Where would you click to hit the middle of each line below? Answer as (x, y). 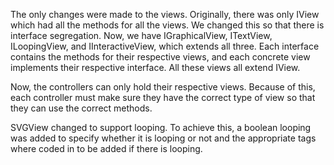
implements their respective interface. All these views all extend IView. (155, 67)
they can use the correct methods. (81, 108)
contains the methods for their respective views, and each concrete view (160, 57)
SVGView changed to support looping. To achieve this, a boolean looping (161, 127)
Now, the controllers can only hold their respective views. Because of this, (163, 87)
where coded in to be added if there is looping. (106, 148)
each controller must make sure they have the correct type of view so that (163, 97)
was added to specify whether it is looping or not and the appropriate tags (163, 138)
